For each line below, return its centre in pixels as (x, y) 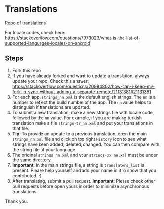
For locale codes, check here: (35, 32)
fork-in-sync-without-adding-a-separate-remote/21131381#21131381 (82, 91)
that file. (21, 128)
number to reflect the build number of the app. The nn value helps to (82, 102)
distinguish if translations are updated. (51, 107)
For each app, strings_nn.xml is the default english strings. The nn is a (84, 97)
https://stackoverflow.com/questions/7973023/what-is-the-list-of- (73, 38)
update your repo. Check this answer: (51, 81)
